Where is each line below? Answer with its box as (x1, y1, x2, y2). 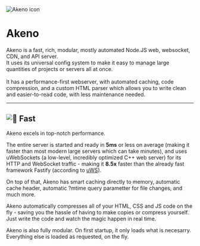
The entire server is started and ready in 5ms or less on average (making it (6, 141, 190, 148)
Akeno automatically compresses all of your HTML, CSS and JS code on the (6, 202, 193, 210)
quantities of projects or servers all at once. (6, 65, 113, 72)
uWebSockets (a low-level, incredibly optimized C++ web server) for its (6, 153, 182, 161)
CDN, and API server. (6, 53, 58, 60)
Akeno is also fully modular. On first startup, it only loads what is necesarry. (6, 226, 192, 233)
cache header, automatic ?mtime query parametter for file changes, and (6, 184, 183, 192)
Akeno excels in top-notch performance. (6, 130, 106, 137)
